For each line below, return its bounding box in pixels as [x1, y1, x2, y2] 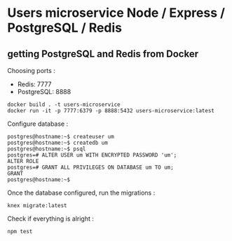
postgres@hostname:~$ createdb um [7, 139, 109, 146]
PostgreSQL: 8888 [17, 88, 71, 96]
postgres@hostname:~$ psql [7, 145, 86, 152]
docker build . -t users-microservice [7, 101, 121, 108]
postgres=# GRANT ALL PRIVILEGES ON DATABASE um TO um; [7, 164, 174, 171]
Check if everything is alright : [7, 214, 95, 223]
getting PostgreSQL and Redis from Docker [7, 48, 198, 60]
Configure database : [7, 119, 69, 128]
